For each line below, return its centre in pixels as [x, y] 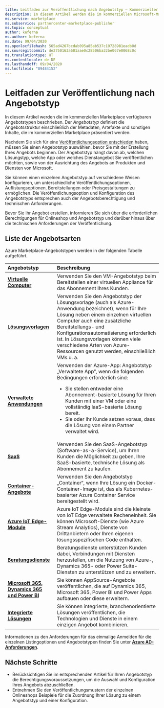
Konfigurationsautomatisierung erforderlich [106, 333]
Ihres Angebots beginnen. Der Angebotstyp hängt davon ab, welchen [75, 152]
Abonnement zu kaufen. [84, 469]
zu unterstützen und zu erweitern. [117, 572]
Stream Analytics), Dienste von [92, 527]
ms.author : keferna [25, 37]
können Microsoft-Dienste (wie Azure [100, 521]
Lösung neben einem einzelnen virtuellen [104, 315]
